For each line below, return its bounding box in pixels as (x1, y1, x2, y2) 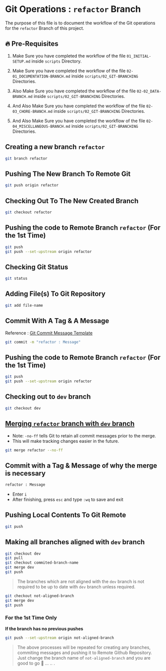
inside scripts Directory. (31, 58, 82, 64)
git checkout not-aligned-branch (5, 593, 74, 598)
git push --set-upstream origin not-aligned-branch (5, 635, 114, 640)
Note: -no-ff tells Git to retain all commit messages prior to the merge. (12, 432, 156, 438)
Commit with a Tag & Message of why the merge (5, 461, 158, 470)
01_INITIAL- (126, 54, 152, 59)
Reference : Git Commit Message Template (5, 330, 93, 336)
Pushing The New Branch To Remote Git (5, 169, 131, 178)
